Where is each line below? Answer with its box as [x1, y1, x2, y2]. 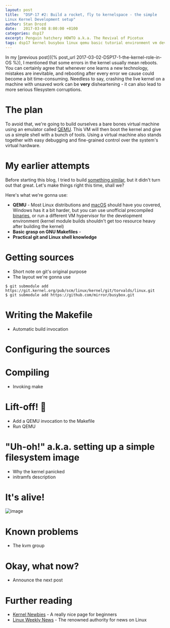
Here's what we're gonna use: [5, 192, 68, 198]
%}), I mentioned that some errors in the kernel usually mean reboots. [12, 59, 158, 66]
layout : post [5, 7, 33, 13]
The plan [5, 104, 43, 115]
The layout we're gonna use [12, 274, 71, 280]
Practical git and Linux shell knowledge [12, 234, 97, 240]
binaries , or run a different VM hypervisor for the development [12, 212, 143, 218]
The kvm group [12, 543, 45, 549]
